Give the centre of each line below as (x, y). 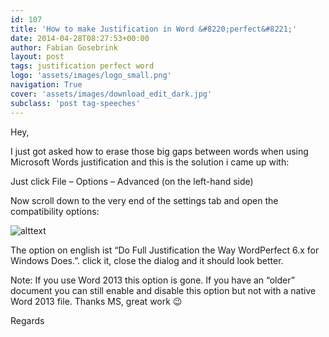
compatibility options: (55, 211)
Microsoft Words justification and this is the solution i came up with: (150, 162)
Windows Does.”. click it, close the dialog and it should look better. (147, 260)
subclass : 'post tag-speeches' (75, 103)
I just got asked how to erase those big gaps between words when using (159, 151)
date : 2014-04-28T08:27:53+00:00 (80, 38)
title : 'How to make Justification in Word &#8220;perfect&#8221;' (154, 29)
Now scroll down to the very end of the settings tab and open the (144, 200)
